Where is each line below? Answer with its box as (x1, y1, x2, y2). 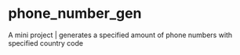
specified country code (8, 38, 84, 47)
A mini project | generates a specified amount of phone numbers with (8, 30, 233, 40)
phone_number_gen (8, 5, 142, 22)
